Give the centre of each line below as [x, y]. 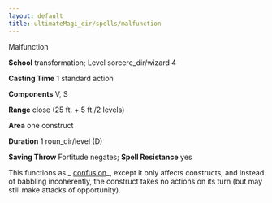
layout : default [36, 16]
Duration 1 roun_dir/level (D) [56, 141]
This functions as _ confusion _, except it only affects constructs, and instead [136, 172]
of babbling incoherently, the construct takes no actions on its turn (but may [136, 181]
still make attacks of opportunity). [65, 190]
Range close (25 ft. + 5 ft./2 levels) [67, 110]
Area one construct [41, 125]
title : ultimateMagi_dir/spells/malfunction [85, 24]
